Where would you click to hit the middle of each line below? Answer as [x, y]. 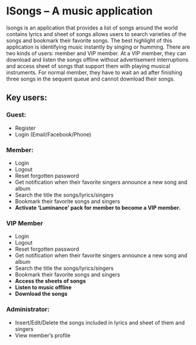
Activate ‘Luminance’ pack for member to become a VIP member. [98, 207]
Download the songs [41, 294]
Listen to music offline [43, 287]
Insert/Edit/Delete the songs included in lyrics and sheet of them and [100, 322]
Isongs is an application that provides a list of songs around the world [92, 28]
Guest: [16, 115]
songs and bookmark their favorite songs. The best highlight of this [89, 40]
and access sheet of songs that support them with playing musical [88, 66]
